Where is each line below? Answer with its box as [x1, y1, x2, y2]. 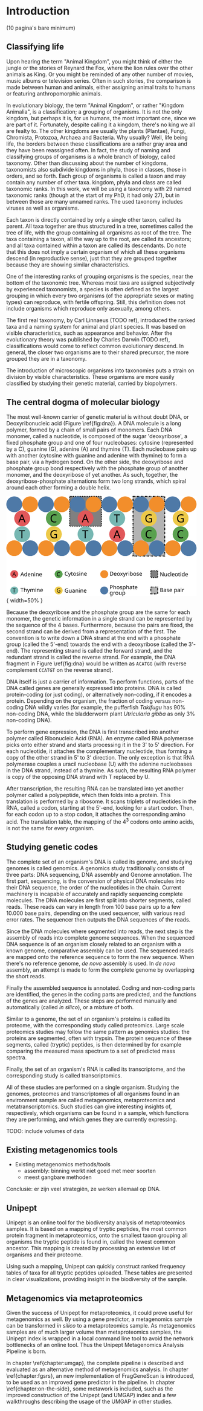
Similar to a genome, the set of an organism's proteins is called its [6, 1015, 170, 1022]
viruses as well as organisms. [6, 204, 80, 211]
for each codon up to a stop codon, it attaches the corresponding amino [6, 811, 186, 818]
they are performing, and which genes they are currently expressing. [6, 1116, 178, 1123]
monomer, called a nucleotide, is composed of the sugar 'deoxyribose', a [6, 432, 188, 439]
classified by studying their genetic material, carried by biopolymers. [6, 379, 177, 387]
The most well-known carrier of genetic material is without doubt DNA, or [6, 413, 189, 421]
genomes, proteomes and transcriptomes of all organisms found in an [6, 1090, 180, 1097]
